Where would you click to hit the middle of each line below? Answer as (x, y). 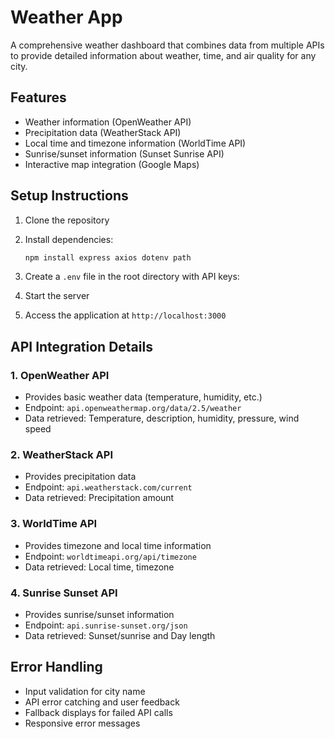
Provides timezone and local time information (118, 545)
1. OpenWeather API (60, 375)
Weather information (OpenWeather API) (108, 122)
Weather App (66, 17)
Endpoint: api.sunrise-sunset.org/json (106, 625)
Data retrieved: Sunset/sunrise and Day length (120, 636)
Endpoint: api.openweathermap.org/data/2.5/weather (133, 408)
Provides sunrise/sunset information (99, 615)
